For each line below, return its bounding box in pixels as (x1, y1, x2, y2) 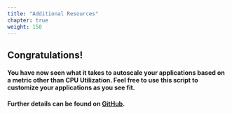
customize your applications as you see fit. (7, 83, 135, 92)
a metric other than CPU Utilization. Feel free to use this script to (7, 76, 198, 85)
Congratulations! (7, 49, 83, 61)
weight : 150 (7, 23, 42, 30)
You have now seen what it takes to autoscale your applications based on (7, 69, 226, 77)
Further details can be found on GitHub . (7, 99, 125, 108)
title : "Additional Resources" (7, 10, 99, 17)
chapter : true (7, 17, 49, 24)
